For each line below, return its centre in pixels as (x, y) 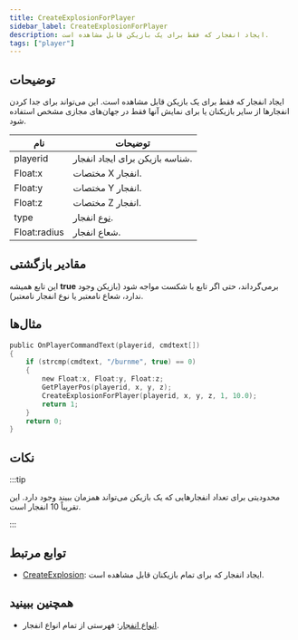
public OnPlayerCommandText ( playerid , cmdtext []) (105, 345)
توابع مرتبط (38, 553)
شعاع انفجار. (97, 232)
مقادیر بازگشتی (48, 264)
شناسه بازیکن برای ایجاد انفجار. (133, 159)
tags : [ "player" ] (42, 43)
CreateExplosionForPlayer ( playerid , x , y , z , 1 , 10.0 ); (149, 395)
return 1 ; (60, 404)
